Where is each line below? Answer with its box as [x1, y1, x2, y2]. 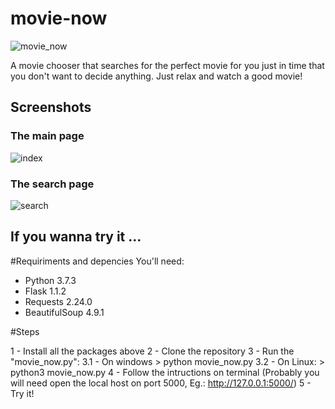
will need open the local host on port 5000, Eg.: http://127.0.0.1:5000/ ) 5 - [10, 377, 312, 389]
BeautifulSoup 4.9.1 [24, 306, 105, 318]
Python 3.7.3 [24, 274, 77, 286]
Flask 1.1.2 [24, 285, 67, 297]
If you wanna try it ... [10, 228, 142, 246]
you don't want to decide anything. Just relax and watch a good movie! [10, 70, 303, 82]
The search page [10, 177, 95, 191]
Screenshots [10, 99, 92, 116]
